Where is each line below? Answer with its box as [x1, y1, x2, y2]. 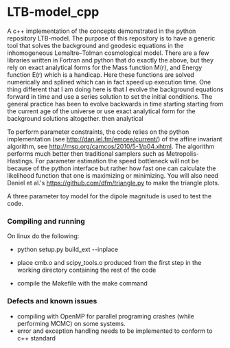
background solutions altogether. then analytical [7, 114, 143, 122]
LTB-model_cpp [7, 4, 100, 20]
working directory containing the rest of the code [16, 266, 157, 275]
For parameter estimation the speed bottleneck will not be [35, 156, 199, 165]
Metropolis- [165, 149, 199, 158]
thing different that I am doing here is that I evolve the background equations [7, 85, 224, 93]
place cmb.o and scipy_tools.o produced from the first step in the [16, 259, 202, 267]
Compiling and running [7, 216, 86, 226]
